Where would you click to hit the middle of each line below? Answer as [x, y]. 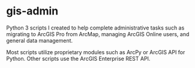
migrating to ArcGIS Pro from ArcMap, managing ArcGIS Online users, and [98, 34]
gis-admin [32, 11]
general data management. [40, 40]
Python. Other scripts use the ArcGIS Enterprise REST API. [78, 58]
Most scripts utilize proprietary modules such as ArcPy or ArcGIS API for [96, 52]
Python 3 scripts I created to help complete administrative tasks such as [95, 28]
